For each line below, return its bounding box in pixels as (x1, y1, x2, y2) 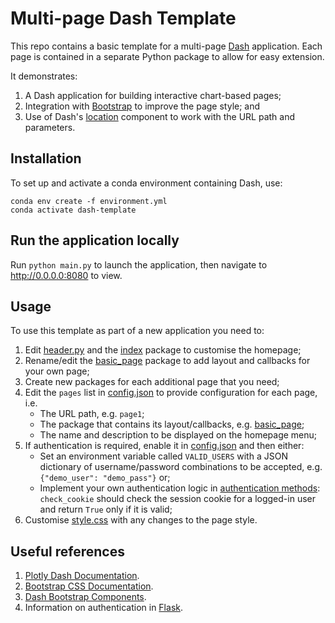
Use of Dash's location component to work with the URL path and (24, 110, 296, 122)
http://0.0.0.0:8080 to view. (10, 269, 123, 281)
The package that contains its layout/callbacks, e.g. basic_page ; (39, 418, 305, 431)
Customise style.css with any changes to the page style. (24, 514, 258, 526)
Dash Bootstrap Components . (24, 591, 147, 603)
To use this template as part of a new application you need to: (10, 325, 265, 337)
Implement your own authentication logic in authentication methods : (39, 482, 321, 494)
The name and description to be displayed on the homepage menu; (39, 429, 318, 441)
